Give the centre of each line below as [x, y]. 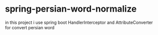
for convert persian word [30, 27]
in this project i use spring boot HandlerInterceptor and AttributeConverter [79, 22]
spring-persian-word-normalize [71, 9]
